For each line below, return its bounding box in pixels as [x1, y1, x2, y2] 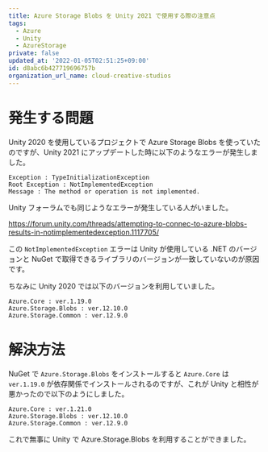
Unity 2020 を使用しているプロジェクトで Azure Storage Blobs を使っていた [8, 137, 261, 147]
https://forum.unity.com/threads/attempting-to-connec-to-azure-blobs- [8, 218, 248, 228]
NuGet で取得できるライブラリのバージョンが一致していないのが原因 [31, 254, 260, 263]
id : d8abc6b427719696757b [8, 64, 95, 73]
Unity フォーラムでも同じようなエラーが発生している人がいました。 [8, 202, 232, 212]
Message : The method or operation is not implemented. [8, 187, 200, 196]
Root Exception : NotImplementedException [8, 180, 153, 189]
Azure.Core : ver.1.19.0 [8, 297, 92, 305]
